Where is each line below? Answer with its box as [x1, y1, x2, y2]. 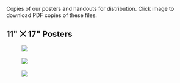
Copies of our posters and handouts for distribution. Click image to [6, 5, 175, 12]
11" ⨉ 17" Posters [6, 29, 73, 39]
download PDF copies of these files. [6, 12, 98, 19]
